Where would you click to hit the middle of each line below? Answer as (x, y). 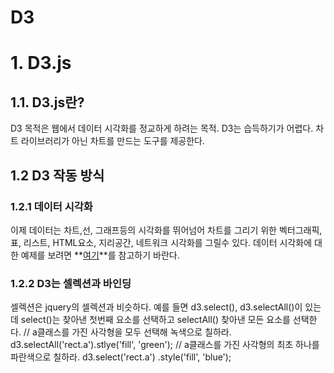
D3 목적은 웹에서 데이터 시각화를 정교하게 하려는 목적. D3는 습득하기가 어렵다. (162, 128)
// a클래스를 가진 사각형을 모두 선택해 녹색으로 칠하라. (127, 332)
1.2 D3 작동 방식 (57, 175)
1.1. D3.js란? (47, 102)
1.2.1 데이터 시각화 (51, 206)
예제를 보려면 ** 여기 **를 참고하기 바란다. (100, 255)
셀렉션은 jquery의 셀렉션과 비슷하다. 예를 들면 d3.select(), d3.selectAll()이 (156, 307)
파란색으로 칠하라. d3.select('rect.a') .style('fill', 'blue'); (121, 357)
